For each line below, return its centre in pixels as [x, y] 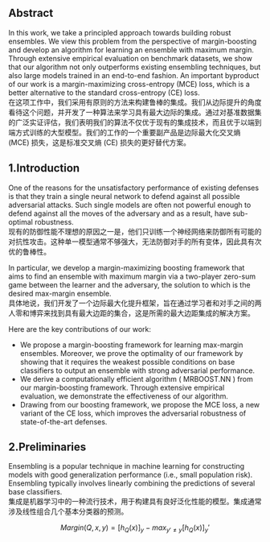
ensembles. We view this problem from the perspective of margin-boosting [133, 41]
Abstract [31, 13]
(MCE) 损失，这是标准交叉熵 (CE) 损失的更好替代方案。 [100, 142]
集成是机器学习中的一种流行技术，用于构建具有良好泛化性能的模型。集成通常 [135, 502]
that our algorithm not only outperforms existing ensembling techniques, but [135, 67]
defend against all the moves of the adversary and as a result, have [120, 213]
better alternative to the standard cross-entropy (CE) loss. [104, 93]
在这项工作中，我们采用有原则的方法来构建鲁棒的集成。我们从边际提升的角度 [135, 102]
